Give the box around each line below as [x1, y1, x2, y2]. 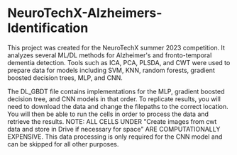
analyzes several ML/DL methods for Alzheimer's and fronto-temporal [7, 51, 212, 59]
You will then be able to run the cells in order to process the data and [7, 110, 209, 118]
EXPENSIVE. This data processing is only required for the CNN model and [7, 132, 223, 141]
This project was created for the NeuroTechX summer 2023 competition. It [7, 43, 226, 52]
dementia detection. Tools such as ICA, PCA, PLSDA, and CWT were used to [7, 58, 231, 67]
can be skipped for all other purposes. [7, 139, 119, 148]
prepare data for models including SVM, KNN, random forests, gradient [7, 66, 215, 74]
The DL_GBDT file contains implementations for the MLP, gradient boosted [7, 87, 225, 96]
